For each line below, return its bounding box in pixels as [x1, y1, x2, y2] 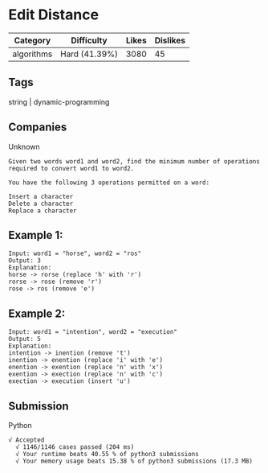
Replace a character [8, 207, 78, 215]
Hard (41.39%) [59, 48, 119, 60]
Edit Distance [8, 6, 99, 24]
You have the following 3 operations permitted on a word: [8, 179, 210, 187]
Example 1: [8, 228, 63, 242]
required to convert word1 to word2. [8, 164, 135, 172]
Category [14, 35, 51, 46]
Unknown [8, 142, 40, 151]
